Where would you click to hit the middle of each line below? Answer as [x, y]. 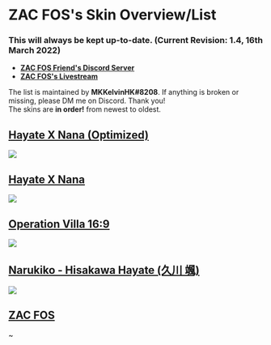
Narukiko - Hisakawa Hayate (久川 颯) [104, 270]
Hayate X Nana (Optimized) [79, 135]
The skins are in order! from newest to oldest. [85, 109]
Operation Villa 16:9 [59, 224]
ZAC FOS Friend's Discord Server [77, 68]
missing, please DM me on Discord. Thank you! [87, 101]
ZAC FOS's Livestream [59, 77]
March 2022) [34, 50]
